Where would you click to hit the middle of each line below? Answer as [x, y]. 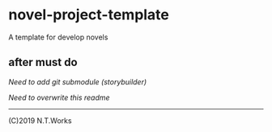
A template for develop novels [58, 37]
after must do [43, 62]
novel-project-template [89, 15]
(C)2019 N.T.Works [40, 120]
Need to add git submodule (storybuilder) [78, 81]
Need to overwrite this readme [59, 97]
